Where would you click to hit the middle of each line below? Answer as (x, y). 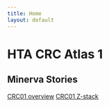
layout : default (31, 20)
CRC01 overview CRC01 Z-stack (53, 96)
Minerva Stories (42, 80)
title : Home (24, 13)
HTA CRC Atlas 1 (55, 54)
